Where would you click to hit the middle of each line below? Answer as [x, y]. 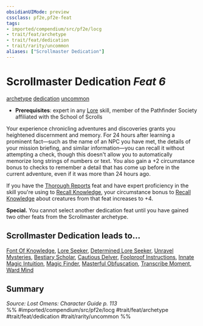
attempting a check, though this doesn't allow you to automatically [89, 154]
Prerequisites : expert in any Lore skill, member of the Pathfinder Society [106, 110]
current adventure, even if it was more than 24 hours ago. [78, 173]
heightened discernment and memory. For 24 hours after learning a [91, 135]
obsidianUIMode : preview [38, 12]
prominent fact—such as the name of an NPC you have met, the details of [98, 141]
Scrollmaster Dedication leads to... [74, 236]
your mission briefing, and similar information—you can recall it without [95, 148]
